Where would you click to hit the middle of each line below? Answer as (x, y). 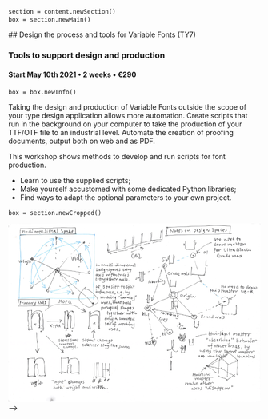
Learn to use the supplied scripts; (75, 181)
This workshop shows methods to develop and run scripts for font (117, 157)
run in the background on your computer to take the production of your (125, 124)
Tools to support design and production (87, 55)
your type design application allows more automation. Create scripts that (128, 116)
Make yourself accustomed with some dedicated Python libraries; (128, 189)
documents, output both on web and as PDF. (82, 141)
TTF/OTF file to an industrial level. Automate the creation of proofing (121, 133)
